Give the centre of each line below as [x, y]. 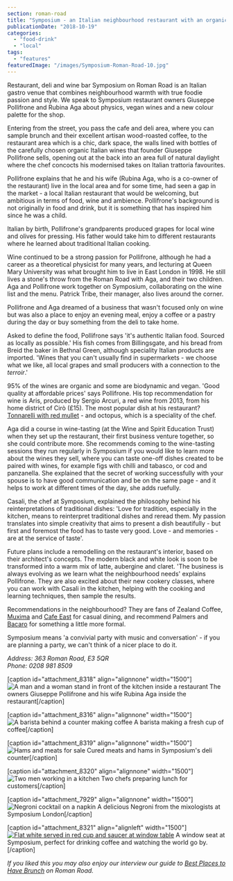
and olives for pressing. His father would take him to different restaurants [112, 236]
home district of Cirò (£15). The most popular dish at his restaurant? [104, 408]
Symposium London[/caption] [50, 814]
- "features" [32, 59]
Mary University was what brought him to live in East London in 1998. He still [116, 271]
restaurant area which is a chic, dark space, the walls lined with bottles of [112, 142]
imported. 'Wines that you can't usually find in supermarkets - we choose [112, 358]
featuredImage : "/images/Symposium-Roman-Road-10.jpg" [88, 65]
